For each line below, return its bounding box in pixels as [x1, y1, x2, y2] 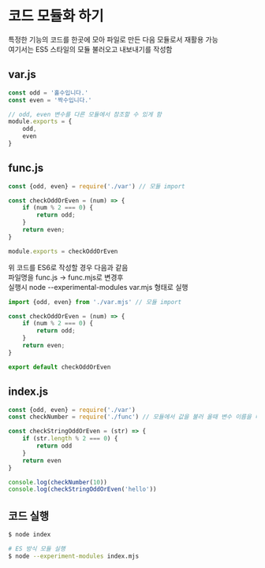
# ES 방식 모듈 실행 [8, 544, 65, 552]
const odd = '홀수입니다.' [8, 88, 89, 97]
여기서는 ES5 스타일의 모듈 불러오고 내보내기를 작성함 [8, 44, 173, 54]
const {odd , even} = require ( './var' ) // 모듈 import [8, 182, 185, 190]
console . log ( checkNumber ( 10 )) [8, 478, 108, 486]
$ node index [8, 531, 51, 539]
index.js [8, 385, 49, 399]
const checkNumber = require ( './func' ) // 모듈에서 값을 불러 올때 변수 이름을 [8, 413, 252, 421]
